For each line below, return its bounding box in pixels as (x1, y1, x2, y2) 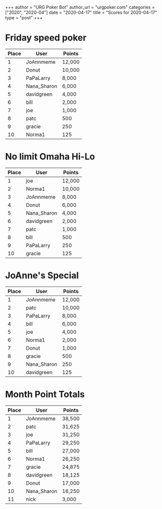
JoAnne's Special (5, 270, 79, 281)
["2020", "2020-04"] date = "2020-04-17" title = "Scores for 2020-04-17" (5, 9, 158, 15)
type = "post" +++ (5, 15, 43, 20)
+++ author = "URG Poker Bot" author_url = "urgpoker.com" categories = (5, 4, 155, 10)
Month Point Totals (5, 389, 85, 400)
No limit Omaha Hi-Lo (5, 151, 95, 162)
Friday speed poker (5, 32, 87, 44)
